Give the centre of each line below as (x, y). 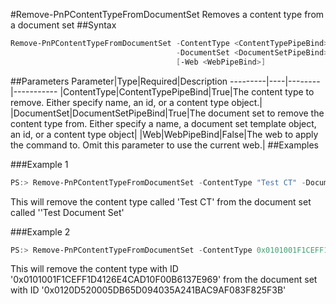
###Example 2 (40, 231)
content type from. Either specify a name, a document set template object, (163, 123)
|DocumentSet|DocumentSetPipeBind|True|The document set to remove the (167, 113)
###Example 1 (39, 164)
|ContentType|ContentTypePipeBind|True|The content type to (187, 91)
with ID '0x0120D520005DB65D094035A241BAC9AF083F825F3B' (148, 290)
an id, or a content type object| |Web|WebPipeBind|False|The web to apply (164, 134)
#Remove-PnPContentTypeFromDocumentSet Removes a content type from (167, 14)
